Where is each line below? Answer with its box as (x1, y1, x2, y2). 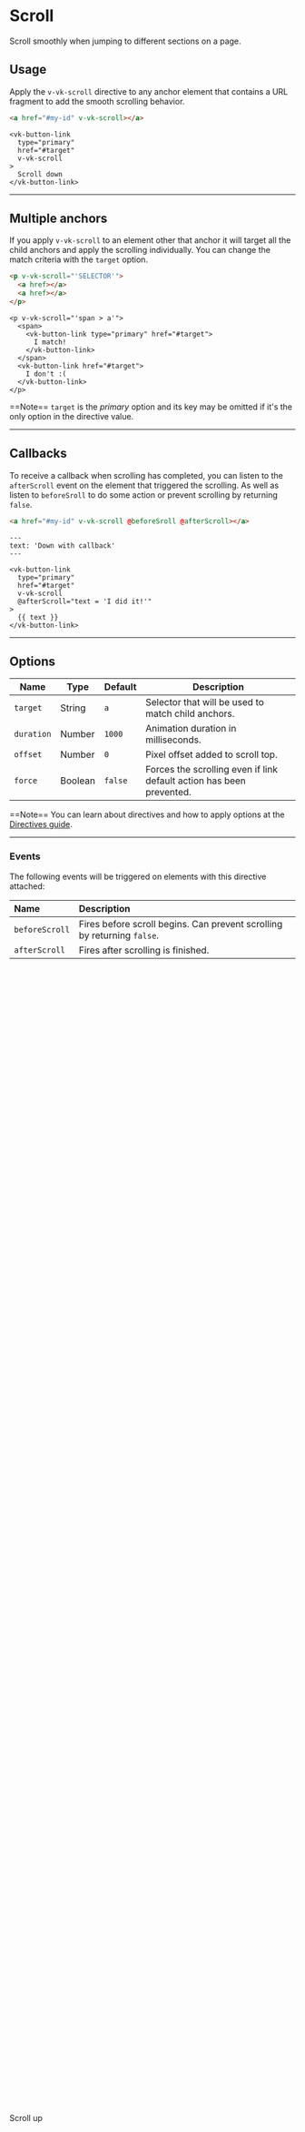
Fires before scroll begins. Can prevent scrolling (78, 917, 283, 930)
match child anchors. (144, 707, 235, 720)
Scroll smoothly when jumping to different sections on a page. (9, 35, 242, 46)
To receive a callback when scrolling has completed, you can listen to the (9, 470, 283, 480)
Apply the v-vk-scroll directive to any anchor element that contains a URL (9, 86, 289, 96)
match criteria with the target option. (9, 254, 148, 265)
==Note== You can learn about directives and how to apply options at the (9, 809, 285, 820)
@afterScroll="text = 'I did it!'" (17, 597, 152, 606)
